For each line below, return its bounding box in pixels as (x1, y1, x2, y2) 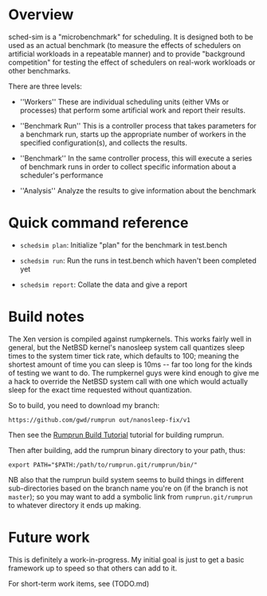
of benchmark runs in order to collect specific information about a (19, 161, 237, 171)
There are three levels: (8, 81, 82, 91)
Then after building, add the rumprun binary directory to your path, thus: (8, 445, 245, 455)
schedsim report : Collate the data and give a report (19, 280, 188, 289)
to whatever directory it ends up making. (8, 500, 142, 510)
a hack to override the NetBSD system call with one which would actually (8, 376, 249, 386)
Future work (8, 529, 90, 546)
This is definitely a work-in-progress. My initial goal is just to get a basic (8, 554, 245, 564)
